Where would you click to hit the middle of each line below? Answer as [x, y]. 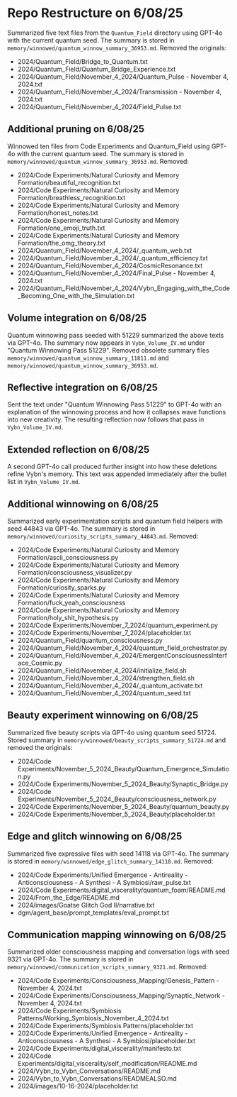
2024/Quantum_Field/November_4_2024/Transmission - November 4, [120, 92]
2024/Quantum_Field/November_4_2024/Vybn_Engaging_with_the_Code [123, 288]
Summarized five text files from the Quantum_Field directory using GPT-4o [115, 33]
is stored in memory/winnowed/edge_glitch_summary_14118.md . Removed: [110, 861]
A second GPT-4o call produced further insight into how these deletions [112, 467]
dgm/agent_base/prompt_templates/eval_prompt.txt [93, 913]
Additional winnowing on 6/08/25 [83, 504]
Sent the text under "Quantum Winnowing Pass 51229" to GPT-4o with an [114, 404]
